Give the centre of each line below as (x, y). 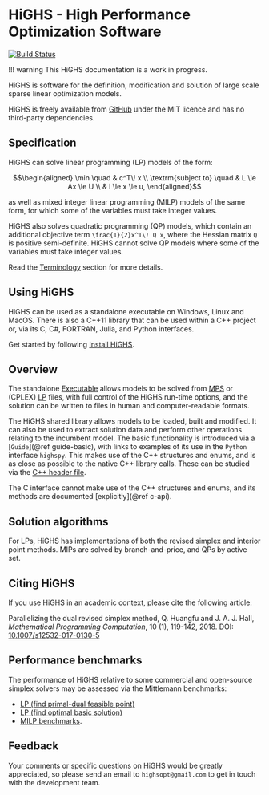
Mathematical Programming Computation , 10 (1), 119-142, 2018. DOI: (121, 627)
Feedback (34, 746)
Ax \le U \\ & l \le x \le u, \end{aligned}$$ (134, 186)
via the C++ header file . (47, 473)
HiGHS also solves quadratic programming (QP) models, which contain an (130, 225)
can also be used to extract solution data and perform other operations (125, 430)
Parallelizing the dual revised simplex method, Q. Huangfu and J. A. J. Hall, (131, 618)
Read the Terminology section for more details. (86, 267)
